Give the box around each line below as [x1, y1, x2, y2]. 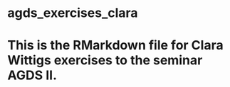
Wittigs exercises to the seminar [7, 52, 203, 69]
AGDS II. [7, 67, 58, 83]
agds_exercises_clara [7, 5, 138, 21]
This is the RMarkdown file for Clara [7, 37, 224, 54]
